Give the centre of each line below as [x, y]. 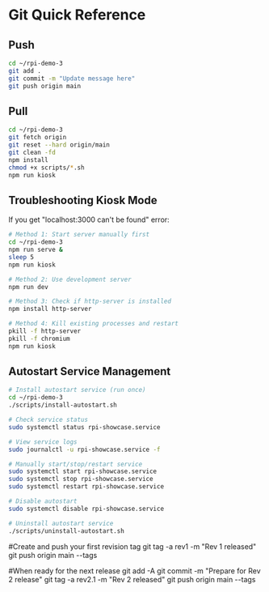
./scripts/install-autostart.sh [63, 405]
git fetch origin [38, 138]
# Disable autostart [43, 501]
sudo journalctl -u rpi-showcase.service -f [84, 449]
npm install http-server [50, 309]
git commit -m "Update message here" [72, 79]
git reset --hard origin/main [59, 145]
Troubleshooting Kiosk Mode [83, 200]
